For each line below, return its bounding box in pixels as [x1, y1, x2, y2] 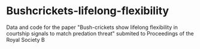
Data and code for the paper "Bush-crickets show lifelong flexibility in [6, 24, 178, 31]
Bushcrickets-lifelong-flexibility [6, 4, 169, 18]
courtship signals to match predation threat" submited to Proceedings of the [6, 30, 194, 37]
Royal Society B [6, 36, 45, 43]
